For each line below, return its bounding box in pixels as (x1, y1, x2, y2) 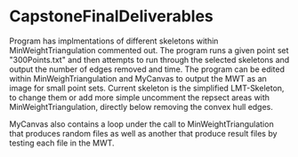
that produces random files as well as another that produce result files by (9, 128, 278, 138)
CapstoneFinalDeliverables (9, 6, 213, 27)
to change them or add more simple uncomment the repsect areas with (9, 91, 270, 103)
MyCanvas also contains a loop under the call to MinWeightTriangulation (9, 118, 274, 130)
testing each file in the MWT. (9, 137, 115, 148)
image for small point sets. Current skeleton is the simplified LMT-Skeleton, (9, 82, 285, 93)
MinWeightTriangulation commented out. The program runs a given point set (9, 44, 289, 55)
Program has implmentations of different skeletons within (9, 35, 219, 46)
